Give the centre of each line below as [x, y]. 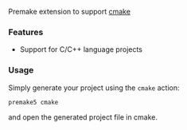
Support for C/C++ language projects [81, 49]
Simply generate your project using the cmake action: [94, 88]
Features [26, 32]
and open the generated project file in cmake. [83, 117]
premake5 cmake [33, 102]
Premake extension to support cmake [70, 12]
